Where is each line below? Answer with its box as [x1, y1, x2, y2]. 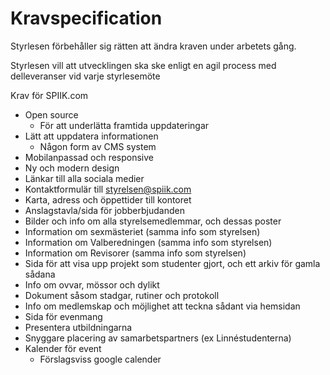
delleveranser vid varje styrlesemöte [10, 70, 161, 82]
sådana [24, 268, 56, 280]
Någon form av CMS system [39, 140, 157, 152]
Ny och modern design [24, 162, 120, 174]
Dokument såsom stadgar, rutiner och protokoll [24, 289, 220, 301]
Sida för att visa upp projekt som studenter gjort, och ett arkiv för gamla [24, 257, 321, 269]
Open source [24, 108, 79, 121]
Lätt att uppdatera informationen [24, 130, 159, 142]
